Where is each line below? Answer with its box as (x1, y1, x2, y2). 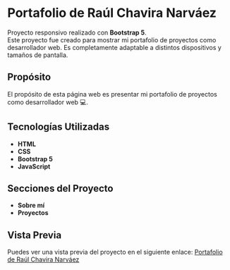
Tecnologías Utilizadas (7, 121, 110, 133)
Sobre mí (17, 201, 44, 209)
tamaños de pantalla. (7, 51, 68, 59)
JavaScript (17, 162, 51, 171)
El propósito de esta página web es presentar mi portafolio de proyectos (7, 90, 217, 98)
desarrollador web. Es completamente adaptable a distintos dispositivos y (7, 43, 222, 51)
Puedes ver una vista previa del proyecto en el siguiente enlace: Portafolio (7, 248, 224, 257)
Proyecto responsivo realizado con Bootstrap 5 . (7, 28, 147, 37)
